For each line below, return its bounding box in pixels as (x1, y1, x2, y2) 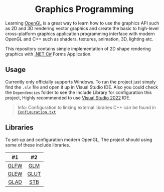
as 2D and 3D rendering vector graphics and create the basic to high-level (5, 25, 159, 31)
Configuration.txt (17, 109, 56, 114)
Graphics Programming (35, 3, 134, 15)
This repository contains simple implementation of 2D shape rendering (5, 45, 151, 51)
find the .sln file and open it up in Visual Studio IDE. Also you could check (5, 84, 158, 90)
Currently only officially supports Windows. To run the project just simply (5, 78, 156, 84)
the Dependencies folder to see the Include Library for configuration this (5, 89, 152, 95)
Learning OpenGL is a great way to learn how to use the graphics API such (5, 20, 159, 26)
